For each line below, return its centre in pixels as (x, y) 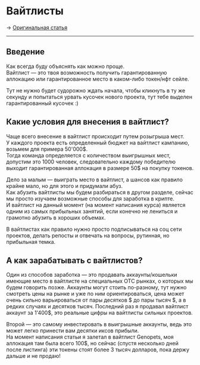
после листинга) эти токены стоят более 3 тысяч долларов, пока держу (98, 349)
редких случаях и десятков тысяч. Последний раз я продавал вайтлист (97, 307)
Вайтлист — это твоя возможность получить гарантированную (87, 72)
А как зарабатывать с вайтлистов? (74, 260)
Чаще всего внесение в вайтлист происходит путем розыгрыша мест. (95, 136)
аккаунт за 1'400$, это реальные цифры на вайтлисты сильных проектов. (100, 313)
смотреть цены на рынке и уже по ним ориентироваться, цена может (95, 294)
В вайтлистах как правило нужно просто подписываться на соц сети (94, 229)
